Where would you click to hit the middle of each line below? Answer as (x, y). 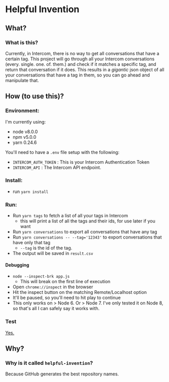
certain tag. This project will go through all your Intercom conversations (80, 59)
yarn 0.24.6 (25, 142)
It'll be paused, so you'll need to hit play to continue (66, 298)
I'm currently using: (26, 122)
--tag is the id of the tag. (46, 248)
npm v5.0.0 (24, 137)
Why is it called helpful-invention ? (49, 363)
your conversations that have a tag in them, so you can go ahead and (78, 75)
